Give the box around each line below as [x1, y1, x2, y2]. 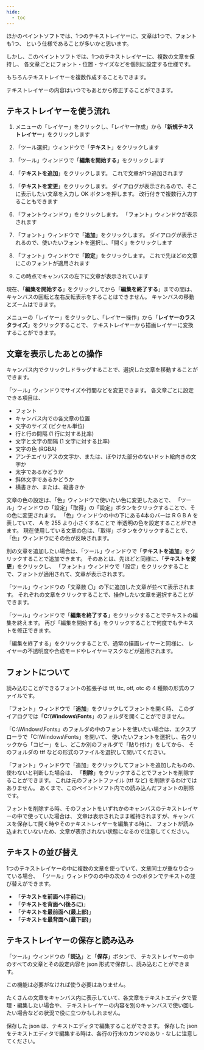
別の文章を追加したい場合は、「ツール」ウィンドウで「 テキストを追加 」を [6, 547, 191, 555]
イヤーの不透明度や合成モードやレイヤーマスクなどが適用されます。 [6, 647, 177, 655]
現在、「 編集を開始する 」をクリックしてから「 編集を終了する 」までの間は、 [6, 286, 196, 293]
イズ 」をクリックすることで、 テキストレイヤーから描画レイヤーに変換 [16, 322, 194, 329]
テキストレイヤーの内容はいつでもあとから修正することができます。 [6, 86, 177, 93]
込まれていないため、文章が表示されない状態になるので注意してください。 [6, 827, 193, 835]
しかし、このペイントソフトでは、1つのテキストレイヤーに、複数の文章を [6, 52, 190, 60]
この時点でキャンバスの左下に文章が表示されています [15, 273, 149, 280]
